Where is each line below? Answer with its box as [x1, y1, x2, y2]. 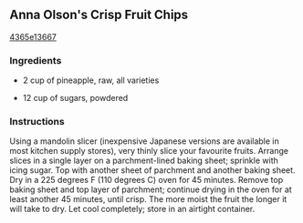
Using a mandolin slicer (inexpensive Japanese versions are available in [9, 136, 280, 147]
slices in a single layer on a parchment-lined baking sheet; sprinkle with [9, 155, 278, 167]
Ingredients [9, 54, 62, 66]
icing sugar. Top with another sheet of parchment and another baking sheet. [9, 165, 296, 176]
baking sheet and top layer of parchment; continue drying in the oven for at [9, 184, 292, 195]
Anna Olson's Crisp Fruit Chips [9, 7, 189, 23]
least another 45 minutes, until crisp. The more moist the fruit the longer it [9, 194, 287, 205]
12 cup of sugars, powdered [22, 93, 129, 104]
